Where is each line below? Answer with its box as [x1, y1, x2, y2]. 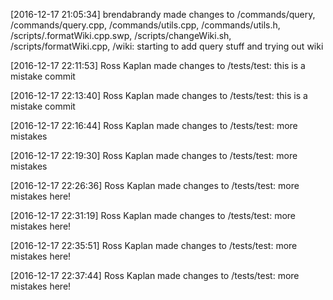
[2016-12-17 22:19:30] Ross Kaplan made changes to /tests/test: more [10, 150, 298, 161]
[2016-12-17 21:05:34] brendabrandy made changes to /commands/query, [10, 9, 316, 20]
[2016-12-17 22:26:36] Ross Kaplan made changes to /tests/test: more [10, 180, 300, 191]
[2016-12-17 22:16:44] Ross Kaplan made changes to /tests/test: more [10, 120, 298, 131]
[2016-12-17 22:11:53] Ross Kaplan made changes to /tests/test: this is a [10, 60, 306, 71]
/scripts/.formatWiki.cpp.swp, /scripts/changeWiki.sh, [10, 30, 232, 41]
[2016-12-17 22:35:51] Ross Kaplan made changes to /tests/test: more [10, 240, 298, 251]
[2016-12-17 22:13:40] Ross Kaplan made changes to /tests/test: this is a [10, 90, 308, 101]
